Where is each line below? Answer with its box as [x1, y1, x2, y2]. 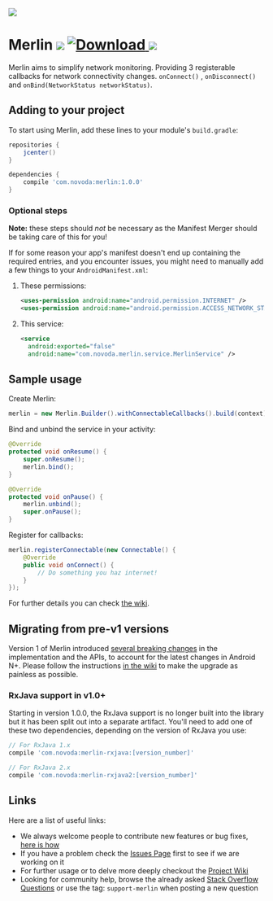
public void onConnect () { [23, 561, 115, 569]
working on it [19, 857, 65, 867]
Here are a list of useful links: [8, 815, 106, 825]
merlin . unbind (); [23, 501, 82, 509]
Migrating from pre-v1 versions [8, 622, 169, 636]
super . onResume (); [23, 456, 85, 464]
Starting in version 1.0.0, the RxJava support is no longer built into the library [8, 708, 264, 718]
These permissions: [19, 281, 87, 291]
